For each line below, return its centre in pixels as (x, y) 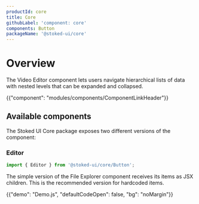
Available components (49, 117)
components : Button (30, 28)
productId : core (26, 12)
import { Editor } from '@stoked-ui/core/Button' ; (71, 165)
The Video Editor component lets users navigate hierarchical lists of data (96, 80)
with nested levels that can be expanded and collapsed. (75, 86)
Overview (31, 64)
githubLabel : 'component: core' (46, 23)
